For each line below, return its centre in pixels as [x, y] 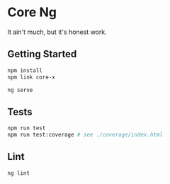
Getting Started [42, 54]
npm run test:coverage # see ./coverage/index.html [85, 135]
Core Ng [32, 12]
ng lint [19, 173]
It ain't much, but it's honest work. [57, 32]
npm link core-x [31, 77]
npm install [25, 70]
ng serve [20, 90]
